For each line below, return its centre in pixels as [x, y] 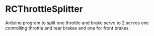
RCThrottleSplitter [44, 9]
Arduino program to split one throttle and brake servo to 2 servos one [77, 23]
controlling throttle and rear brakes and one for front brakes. [68, 28]
